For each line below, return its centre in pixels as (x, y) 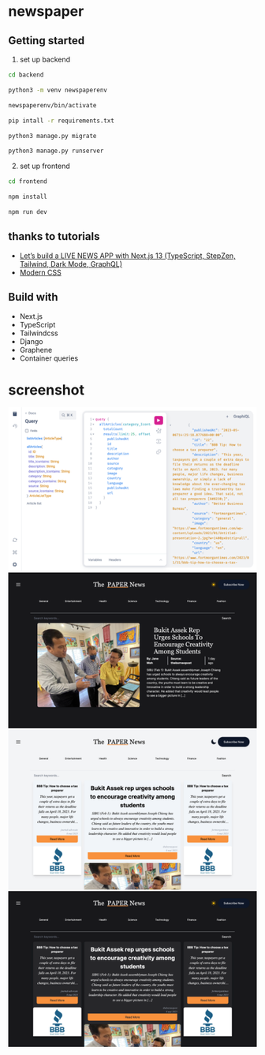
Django (31, 341)
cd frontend (28, 181)
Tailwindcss (39, 333)
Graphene (36, 350)
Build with (33, 297)
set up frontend (45, 166)
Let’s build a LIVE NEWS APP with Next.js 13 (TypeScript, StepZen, (127, 256)
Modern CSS (40, 272)
